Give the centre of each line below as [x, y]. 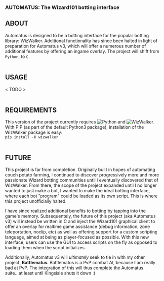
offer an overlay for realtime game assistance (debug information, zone [78, 226]
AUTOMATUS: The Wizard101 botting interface [62, 7]
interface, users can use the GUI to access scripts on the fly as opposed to [81, 242]
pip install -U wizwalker [32, 137]
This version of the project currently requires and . [80, 122]
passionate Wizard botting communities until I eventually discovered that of [82, 180]
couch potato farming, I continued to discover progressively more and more [82, 175]
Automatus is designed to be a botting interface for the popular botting [77, 35]
